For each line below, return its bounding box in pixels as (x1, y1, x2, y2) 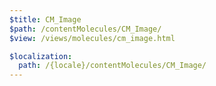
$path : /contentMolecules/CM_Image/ (9, 24, 162, 34)
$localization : (9, 51, 73, 61)
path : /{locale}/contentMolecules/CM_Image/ (18, 61, 207, 71)
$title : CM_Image (9, 14, 82, 25)
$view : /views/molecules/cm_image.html (9, 33, 176, 43)
